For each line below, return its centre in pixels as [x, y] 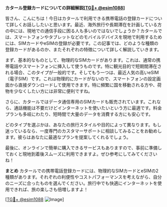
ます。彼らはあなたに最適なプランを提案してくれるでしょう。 [68, 137]
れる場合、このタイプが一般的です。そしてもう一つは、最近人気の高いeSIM [82, 72]
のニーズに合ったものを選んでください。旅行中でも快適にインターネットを [82, 183]
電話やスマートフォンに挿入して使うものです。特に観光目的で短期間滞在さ [85, 66]
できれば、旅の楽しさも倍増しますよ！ [49, 189]
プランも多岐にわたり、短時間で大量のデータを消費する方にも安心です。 [79, 114]
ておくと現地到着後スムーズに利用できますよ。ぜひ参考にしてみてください [82, 154]
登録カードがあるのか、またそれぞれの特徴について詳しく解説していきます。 [83, 50]
